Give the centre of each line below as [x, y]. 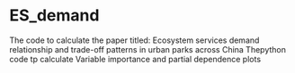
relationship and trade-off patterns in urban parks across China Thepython [147, 49]
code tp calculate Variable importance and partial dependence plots [135, 59]
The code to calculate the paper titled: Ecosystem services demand [134, 40]
